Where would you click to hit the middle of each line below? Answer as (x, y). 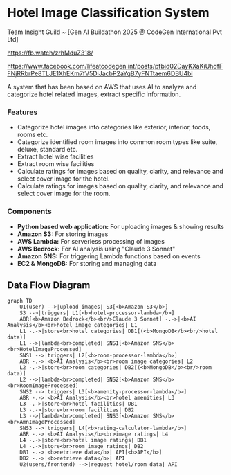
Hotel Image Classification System (108, 13)
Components (29, 211)
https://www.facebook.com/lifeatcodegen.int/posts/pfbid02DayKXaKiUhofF (115, 66)
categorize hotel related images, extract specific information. (94, 94)
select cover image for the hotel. (63, 179)
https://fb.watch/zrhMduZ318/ (50, 53)
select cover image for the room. (64, 194)
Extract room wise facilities (56, 164)
